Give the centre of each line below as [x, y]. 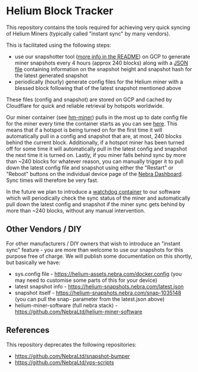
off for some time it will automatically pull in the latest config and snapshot [97, 149]
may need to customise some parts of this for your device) [86, 280]
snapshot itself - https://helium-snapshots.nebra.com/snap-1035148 [98, 293]
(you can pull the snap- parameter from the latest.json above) [90, 299]
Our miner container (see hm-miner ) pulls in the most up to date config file [97, 117]
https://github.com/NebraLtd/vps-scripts [64, 362]
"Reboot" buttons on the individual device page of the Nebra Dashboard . [95, 174]
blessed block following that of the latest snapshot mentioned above [98, 88]
